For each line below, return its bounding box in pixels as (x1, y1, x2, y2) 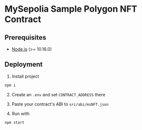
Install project (11, 73, 40, 79)
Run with (11, 110, 30, 116)
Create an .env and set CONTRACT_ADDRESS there (11, 91, 105, 97)
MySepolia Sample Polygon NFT (4, 3, 138, 15)
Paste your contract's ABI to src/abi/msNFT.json (11, 101, 109, 107)
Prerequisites (4, 33, 46, 42)
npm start (4, 120, 25, 125)
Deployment (4, 60, 43, 69)
